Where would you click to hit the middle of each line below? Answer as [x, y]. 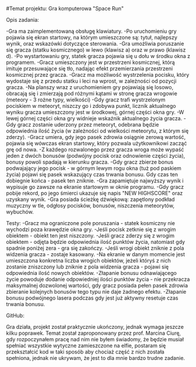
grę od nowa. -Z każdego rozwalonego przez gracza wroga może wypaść [95, 149]
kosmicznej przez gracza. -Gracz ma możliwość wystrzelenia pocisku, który [98, 75]
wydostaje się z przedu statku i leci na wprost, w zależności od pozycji [91, 81]
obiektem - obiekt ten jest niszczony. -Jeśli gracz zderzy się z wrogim [90, 236]
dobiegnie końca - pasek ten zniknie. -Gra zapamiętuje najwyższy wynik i [95, 181]
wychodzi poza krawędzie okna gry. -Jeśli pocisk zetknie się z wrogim [91, 229]
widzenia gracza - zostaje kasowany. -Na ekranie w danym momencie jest [96, 254]
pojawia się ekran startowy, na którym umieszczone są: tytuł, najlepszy [92, 37]
